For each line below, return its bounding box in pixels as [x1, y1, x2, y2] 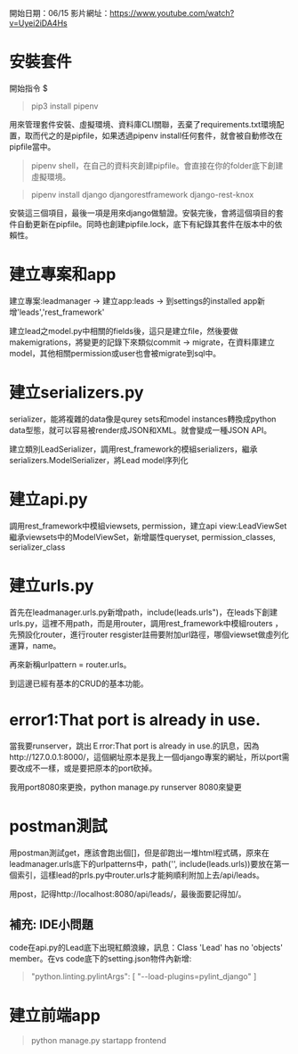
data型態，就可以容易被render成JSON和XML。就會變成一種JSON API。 [9, 424, 272, 435]
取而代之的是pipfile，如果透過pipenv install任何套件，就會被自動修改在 [24, 130, 283, 141]
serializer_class [9, 542, 66, 552]
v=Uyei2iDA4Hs [9, 18, 68, 29]
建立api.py [9, 489, 88, 510]
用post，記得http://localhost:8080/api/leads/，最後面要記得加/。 [9, 888, 246, 899]
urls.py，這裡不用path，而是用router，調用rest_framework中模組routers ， [9, 617, 283, 628]
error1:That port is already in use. [9, 709, 261, 730]
